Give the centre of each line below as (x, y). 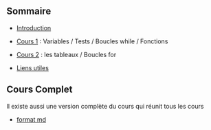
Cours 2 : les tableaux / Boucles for (66, 54)
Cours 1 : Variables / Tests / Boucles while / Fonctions (92, 41)
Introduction (34, 28)
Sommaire (29, 11)
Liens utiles (33, 67)
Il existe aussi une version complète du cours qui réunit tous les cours (105, 106)
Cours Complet (40, 90)
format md (31, 119)
